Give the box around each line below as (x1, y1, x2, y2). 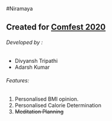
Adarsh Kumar (14, 63, 50, 71)
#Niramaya (6, 5, 33, 12)
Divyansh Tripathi (14, 57, 58, 64)
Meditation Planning (14, 108, 64, 115)
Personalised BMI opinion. (14, 95, 79, 103)
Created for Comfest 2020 (6, 22, 106, 32)
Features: (6, 77, 30, 84)
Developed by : (6, 39, 43, 46)
